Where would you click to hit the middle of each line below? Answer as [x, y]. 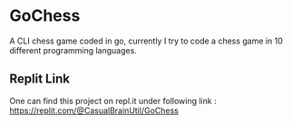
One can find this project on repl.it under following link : [113, 101]
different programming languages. [73, 50]
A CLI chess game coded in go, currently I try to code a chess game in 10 [146, 41]
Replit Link [40, 79]
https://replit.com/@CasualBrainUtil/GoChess [94, 111]
